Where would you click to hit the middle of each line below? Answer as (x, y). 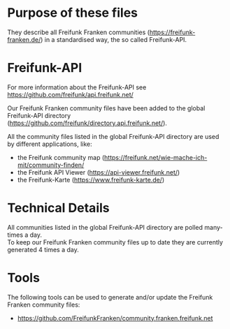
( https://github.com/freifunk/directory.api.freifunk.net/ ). (87, 123)
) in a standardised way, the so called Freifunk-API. (114, 39)
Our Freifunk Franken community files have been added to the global (106, 108)
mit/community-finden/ (51, 165)
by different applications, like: (50, 144)
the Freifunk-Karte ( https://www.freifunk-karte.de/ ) (91, 180)
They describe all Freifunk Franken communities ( (79, 32)
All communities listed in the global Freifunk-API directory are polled (105, 227)
